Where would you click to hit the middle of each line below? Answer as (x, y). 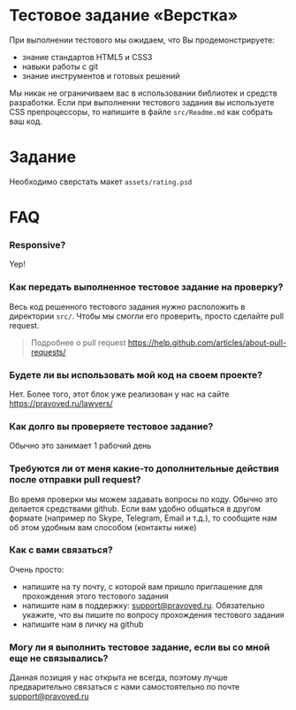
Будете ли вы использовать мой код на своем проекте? (136, 374)
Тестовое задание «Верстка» (124, 15)
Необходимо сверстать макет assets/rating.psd (101, 181)
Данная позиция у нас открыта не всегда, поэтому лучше (118, 677)
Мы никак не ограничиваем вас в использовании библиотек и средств (144, 93)
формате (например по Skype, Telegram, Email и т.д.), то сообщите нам (143, 518)
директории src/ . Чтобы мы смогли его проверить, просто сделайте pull (147, 316)
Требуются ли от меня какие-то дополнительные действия (144, 468)
